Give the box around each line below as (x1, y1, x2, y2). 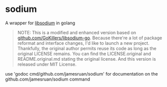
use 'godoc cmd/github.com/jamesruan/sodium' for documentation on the (5, 71, 158, 77)
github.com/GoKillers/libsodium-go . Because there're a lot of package (17, 35, 162, 41)
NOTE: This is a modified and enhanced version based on (17, 29, 136, 35)
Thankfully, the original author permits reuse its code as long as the (17, 45, 156, 51)
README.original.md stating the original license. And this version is (17, 56, 156, 62)
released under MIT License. (17, 61, 76, 67)
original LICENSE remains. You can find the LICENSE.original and (17, 51, 151, 57)
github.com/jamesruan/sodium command (5, 76, 90, 82)
